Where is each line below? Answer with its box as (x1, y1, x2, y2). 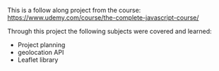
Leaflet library (17, 56, 59, 64)
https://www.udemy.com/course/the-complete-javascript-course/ (7, 13, 199, 22)
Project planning (17, 41, 66, 49)
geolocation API (17, 49, 64, 56)
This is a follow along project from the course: (7, 6, 141, 14)
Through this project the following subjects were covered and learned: (7, 27, 212, 35)
